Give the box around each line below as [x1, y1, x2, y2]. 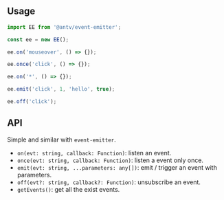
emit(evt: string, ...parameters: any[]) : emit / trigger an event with [16, 163, 218, 171]
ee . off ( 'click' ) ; [7, 98, 57, 105]
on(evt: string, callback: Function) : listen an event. [16, 148, 172, 157]
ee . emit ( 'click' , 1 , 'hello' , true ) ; [7, 86, 115, 93]
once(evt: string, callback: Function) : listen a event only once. [16, 156, 204, 164]
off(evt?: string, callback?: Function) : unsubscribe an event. [16, 178, 201, 186]
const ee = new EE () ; [7, 36, 69, 43]
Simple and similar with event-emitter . [7, 135, 117, 144]
